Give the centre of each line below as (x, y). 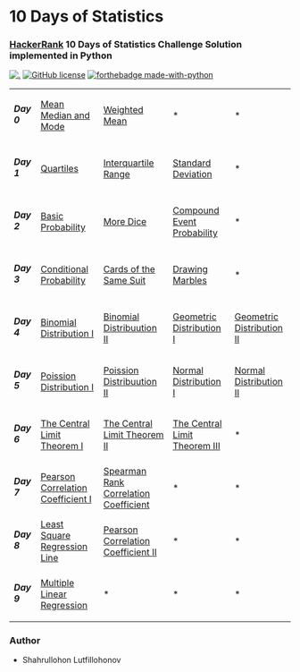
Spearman (125, 471)
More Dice (125, 222)
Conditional (64, 269)
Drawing (190, 269)
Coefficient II (130, 552)
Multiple (57, 583)
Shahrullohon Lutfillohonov (71, 659)
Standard (192, 163)
